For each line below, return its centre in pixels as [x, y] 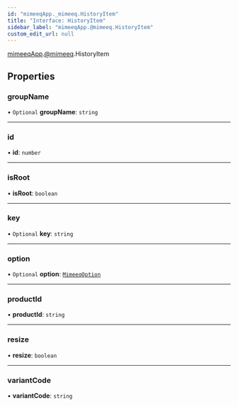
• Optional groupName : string [53, 112]
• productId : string [36, 315]
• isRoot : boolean [33, 193]
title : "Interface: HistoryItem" [57, 21]
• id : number [24, 153]
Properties [31, 76]
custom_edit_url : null [41, 34]
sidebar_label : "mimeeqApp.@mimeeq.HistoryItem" [80, 27]
